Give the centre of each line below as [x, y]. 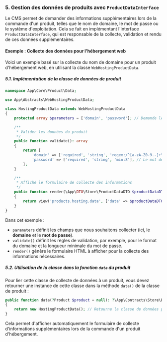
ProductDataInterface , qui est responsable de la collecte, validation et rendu [83, 34]
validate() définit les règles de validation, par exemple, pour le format [84, 240]
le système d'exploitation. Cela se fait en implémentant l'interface [72, 29]
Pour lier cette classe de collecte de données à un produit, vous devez [77, 280]
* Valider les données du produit [52, 132]
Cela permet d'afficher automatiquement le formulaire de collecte [72, 324]
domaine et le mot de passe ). [43, 235]
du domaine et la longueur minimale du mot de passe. [67, 246]
